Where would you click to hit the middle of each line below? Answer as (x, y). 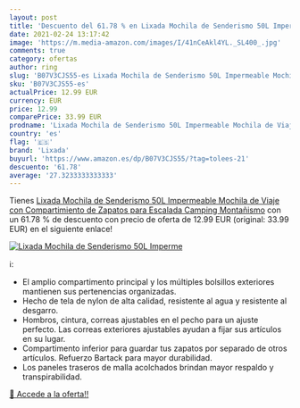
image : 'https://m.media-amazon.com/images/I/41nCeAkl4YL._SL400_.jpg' (145, 42)
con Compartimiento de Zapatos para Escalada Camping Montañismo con (145, 210)
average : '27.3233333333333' (63, 175)
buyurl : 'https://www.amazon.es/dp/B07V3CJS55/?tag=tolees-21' (129, 158)
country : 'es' (36, 134)
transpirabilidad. (52, 377)
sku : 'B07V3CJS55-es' (50, 84)
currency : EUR (36, 100)
